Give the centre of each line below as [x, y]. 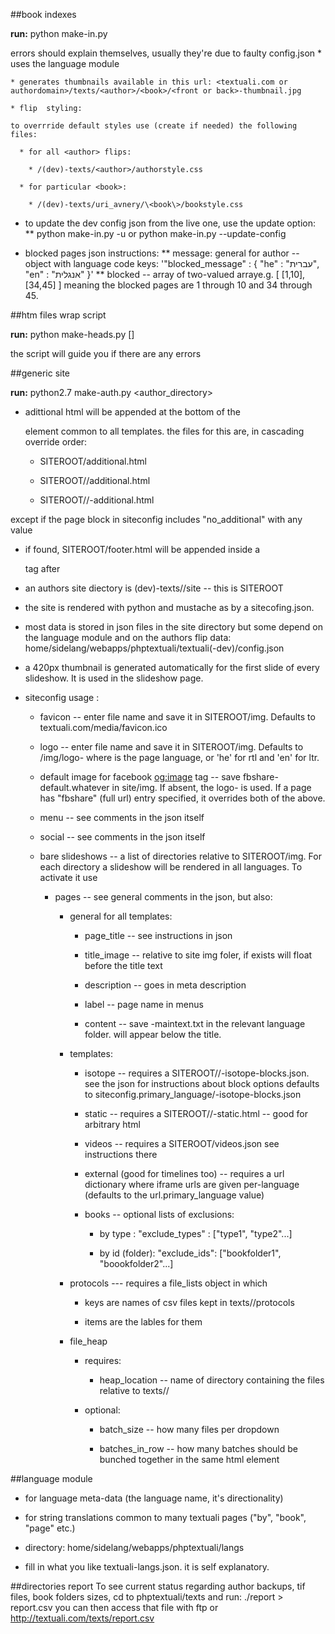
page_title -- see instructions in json [158, 935]
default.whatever [74, 787]
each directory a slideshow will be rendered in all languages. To [171, 867]
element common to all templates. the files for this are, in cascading [164, 431]
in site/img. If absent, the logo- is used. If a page [211, 787]
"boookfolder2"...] [136, 1263]
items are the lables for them [143, 1322]
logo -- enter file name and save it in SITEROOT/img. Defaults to [171, 747]
